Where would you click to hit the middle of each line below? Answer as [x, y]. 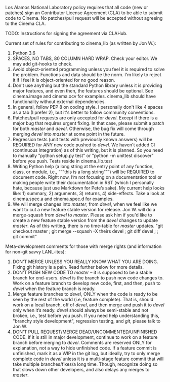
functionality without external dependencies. [59, 102]
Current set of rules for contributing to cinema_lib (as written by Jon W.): [81, 43]
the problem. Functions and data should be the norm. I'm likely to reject [87, 75]
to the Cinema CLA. [26, 23]
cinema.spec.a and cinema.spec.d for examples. [63, 199]
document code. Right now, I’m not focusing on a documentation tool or [87, 177]
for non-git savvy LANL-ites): [36, 252]
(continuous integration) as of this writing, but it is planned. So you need [88, 150]
